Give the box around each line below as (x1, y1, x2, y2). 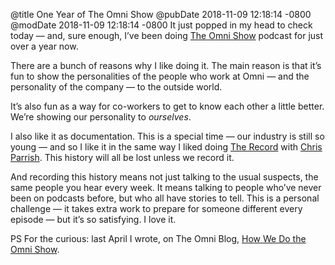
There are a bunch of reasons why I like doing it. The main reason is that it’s (10, 60, 322, 71)
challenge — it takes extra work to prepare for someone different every (10, 203, 303, 214)
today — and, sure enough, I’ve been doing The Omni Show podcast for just (10, 30, 324, 41)
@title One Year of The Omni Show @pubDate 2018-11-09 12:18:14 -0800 (10, 9, 312, 20)
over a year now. (10, 40, 79, 52)
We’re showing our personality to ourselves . (10, 111, 192, 123)
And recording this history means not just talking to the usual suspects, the (10, 171, 319, 183)
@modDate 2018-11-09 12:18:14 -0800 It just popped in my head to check (10, 19, 313, 31)
